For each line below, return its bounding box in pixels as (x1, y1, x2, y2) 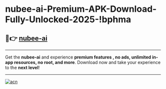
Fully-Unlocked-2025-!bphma (5, 14, 131, 25)
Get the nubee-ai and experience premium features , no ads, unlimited (5, 54, 152, 60)
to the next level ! (5, 65, 40, 70)
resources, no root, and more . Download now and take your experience (14, 59, 161, 65)
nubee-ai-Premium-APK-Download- (5, 3, 157, 15)
